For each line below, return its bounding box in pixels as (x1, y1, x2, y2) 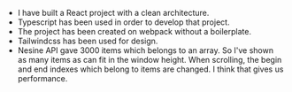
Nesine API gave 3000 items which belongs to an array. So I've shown (17, 45, 274, 56)
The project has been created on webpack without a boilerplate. (17, 27, 252, 36)
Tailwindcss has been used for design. (17, 35, 158, 46)
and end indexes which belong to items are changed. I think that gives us (17, 64, 284, 74)
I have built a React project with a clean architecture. (17, 8, 210, 18)
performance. (17, 73, 68, 83)
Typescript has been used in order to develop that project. (17, 17, 230, 27)
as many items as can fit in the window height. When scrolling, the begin (17, 55, 282, 65)
